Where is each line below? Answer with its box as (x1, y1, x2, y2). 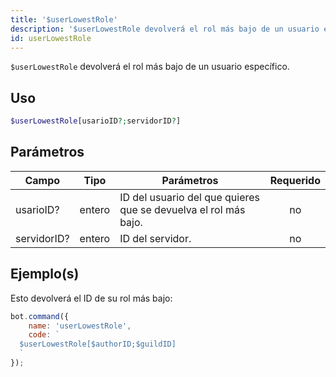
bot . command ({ (10, 311, 70, 321)
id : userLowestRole (10, 33, 92, 43)
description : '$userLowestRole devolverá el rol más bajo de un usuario (10, 24, 320, 34)
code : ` (28, 330, 60, 340)
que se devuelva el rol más (119, 202, 246, 216)
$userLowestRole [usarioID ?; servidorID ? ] (10, 116, 182, 126)
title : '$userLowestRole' (10, 14, 118, 25)
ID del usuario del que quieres (119, 190, 261, 204)
